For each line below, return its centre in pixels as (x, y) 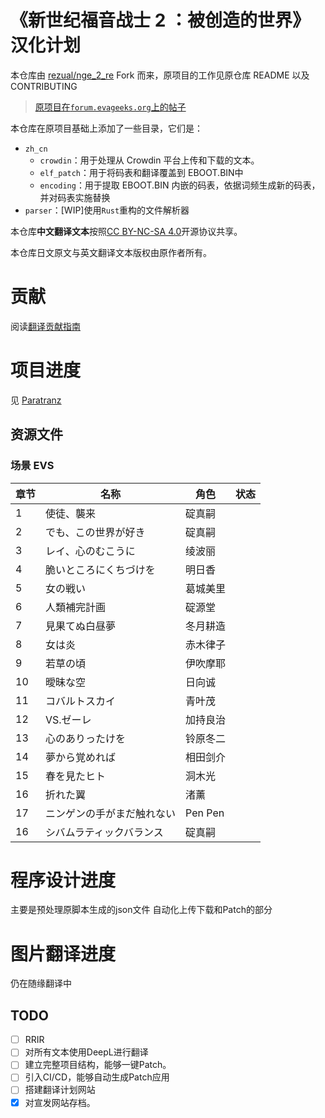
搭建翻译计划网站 (60, 1090)
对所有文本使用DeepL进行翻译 (86, 1052)
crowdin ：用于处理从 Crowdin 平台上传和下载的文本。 (149, 160)
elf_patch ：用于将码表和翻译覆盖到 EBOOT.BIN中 (141, 172)
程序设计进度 (63, 880)
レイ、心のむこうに (90, 551)
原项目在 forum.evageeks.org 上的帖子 (110, 107)
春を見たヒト (76, 776)
